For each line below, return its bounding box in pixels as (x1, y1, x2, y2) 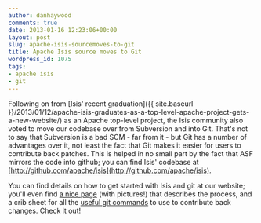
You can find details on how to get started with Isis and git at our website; (8, 181, 245, 190)
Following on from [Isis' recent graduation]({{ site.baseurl (8, 99, 194, 108)
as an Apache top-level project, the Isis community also (63, 115, 244, 125)
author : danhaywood (8, 11, 72, 20)
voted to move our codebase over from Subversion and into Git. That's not (8, 123, 248, 133)
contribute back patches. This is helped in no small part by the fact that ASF (8, 148, 253, 158)
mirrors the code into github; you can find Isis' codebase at (8, 157, 199, 166)
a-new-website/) (8, 115, 63, 125)
